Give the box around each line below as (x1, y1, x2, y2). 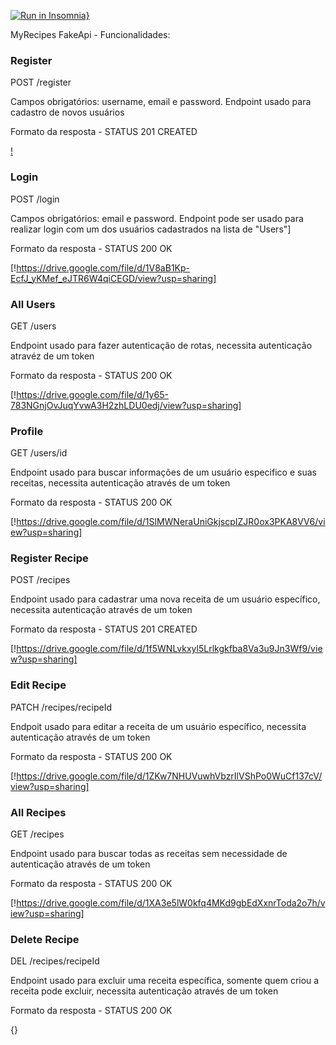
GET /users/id (10, 447, 68, 459)
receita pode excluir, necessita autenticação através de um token (10, 985, 279, 997)
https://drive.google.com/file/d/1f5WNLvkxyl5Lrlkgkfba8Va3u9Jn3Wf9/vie (16, 643, 323, 655)
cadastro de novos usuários (10, 106, 125, 119)
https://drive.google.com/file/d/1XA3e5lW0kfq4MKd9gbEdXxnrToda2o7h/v (16, 897, 326, 909)
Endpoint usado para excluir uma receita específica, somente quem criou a (10, 975, 320, 987)
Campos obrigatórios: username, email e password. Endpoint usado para (10, 96, 312, 108)
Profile (10, 424, 44, 438)
